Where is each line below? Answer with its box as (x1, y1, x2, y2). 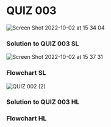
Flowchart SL (6, 69, 46, 77)
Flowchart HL (6, 114, 47, 123)
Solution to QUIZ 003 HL (6, 98, 80, 106)
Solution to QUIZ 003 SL (6, 39, 79, 48)
